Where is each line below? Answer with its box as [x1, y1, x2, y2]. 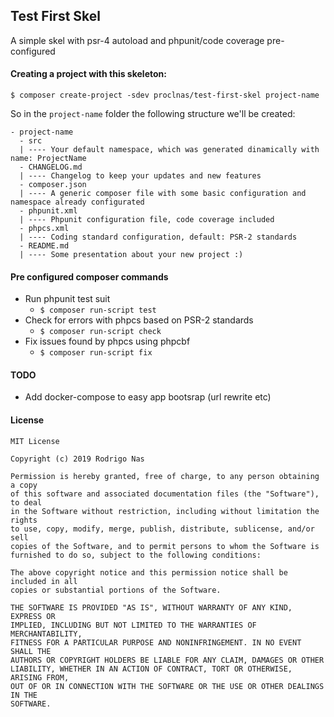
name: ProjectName [10, 154, 87, 164]
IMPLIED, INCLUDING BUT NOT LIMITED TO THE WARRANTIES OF [10, 620, 257, 630]
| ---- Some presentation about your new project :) [19, 250, 244, 260]
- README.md [19, 241, 70, 251]
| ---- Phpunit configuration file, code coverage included [19, 215, 275, 225]
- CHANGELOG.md [19, 162, 83, 173]
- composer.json [19, 180, 87, 190]
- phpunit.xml [19, 206, 78, 216]
